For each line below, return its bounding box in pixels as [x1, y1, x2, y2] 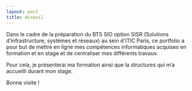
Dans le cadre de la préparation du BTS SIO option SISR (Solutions [6, 30, 169, 37]
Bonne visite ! [6, 79, 40, 86]
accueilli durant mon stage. [6, 67, 73, 74]
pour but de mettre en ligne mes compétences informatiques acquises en [6, 43, 187, 51]
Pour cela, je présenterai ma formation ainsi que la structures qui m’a [6, 61, 175, 68]
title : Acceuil [6, 14, 44, 20]
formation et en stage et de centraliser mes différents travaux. [6, 49, 159, 57]
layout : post [6, 8, 39, 15]
